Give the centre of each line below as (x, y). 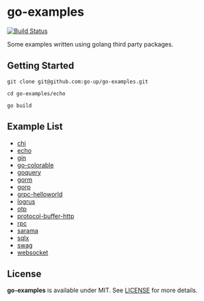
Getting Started (41, 66)
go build (20, 106)
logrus (26, 201)
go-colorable (35, 165)
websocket (33, 252)
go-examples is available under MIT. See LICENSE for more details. (103, 290)
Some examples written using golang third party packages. (90, 44)
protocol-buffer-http (46, 216)
